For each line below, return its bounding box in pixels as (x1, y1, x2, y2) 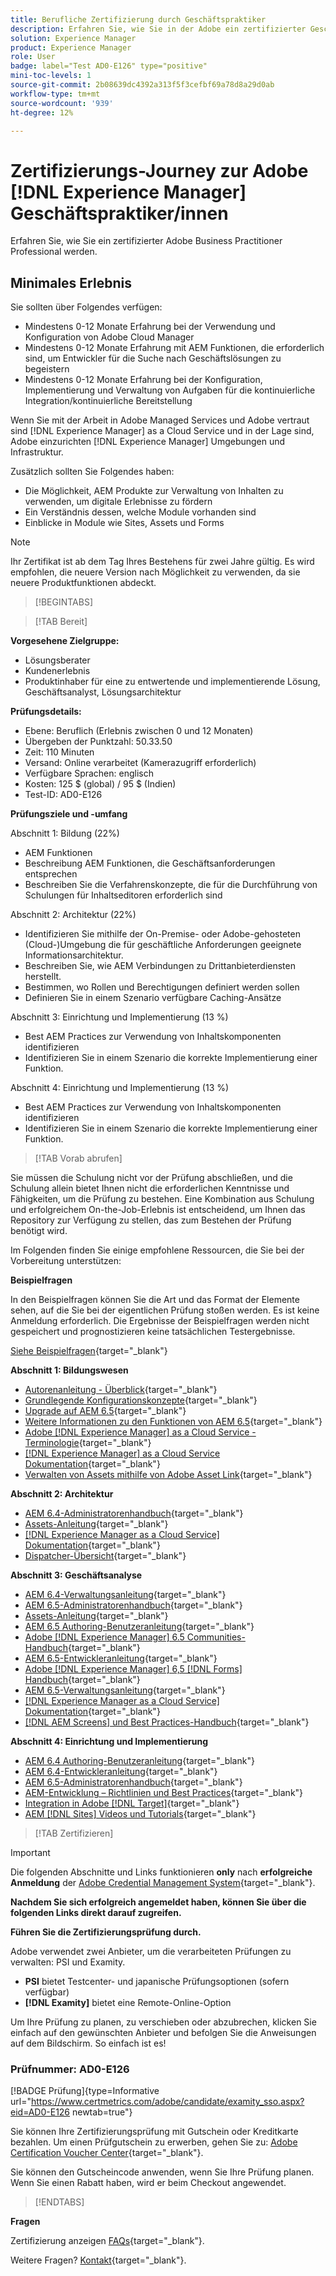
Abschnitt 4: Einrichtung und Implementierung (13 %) (10, 1082, 230, 1094)
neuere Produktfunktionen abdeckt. (10, 577, 157, 589)
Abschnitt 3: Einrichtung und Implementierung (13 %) (10, 1011, 229, 1023)
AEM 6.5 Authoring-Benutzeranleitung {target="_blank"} (24, 1621, 255, 1633)
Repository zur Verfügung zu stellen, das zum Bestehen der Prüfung (10, 1214, 292, 1226)
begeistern (24, 363, 70, 375)
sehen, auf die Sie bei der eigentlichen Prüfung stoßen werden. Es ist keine (10, 1304, 320, 1316)
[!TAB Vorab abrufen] (34, 1152, 123, 1165)
